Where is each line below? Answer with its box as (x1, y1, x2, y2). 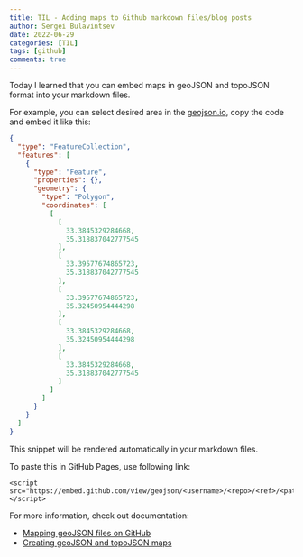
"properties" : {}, (32, 176, 103, 185)
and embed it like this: (9, 116, 92, 127)
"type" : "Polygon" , (41, 193, 115, 202)
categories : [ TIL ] (9, 38, 78, 48)
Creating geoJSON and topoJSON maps (22, 537, 172, 548)
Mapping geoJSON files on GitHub (22, 527, 151, 538)
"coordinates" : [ (41, 201, 106, 210)
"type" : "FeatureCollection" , (17, 142, 131, 151)
